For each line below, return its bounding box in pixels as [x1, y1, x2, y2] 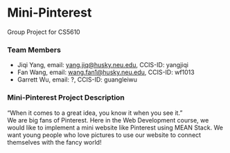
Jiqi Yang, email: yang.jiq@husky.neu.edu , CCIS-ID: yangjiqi [17, 61, 189, 69]
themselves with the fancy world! [7, 138, 102, 146]
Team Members [7, 45, 61, 55]
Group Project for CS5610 [7, 28, 81, 36]
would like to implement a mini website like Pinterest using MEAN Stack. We [7, 123, 224, 132]
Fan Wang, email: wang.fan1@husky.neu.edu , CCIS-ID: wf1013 [17, 68, 195, 77]
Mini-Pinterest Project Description [7, 93, 125, 102]
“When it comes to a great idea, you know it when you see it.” [7, 109, 183, 117]
